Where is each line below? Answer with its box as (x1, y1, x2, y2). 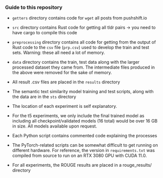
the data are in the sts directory (12, 94, 76, 100)
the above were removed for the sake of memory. (12, 70, 112, 76)
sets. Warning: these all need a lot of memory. (12, 50, 105, 55)
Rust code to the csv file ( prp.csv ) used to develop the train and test (12, 45, 149, 51)
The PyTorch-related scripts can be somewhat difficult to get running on (12, 142, 158, 148)
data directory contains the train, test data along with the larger (12, 59, 140, 65)
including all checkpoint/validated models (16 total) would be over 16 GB (12, 118, 158, 124)
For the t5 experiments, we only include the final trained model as (12, 113, 144, 119)
